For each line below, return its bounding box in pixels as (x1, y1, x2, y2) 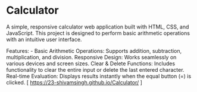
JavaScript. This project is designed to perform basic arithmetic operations (6, 29, 190, 36)
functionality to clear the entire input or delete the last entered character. (6, 66, 185, 73)
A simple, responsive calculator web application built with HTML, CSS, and (6, 23, 189, 30)
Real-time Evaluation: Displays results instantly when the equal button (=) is (6, 72, 192, 80)
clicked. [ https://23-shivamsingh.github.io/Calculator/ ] (6, 78, 143, 86)
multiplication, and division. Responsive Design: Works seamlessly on (6, 53, 177, 61)
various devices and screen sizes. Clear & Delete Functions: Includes (6, 60, 176, 67)
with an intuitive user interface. (6, 36, 82, 43)
